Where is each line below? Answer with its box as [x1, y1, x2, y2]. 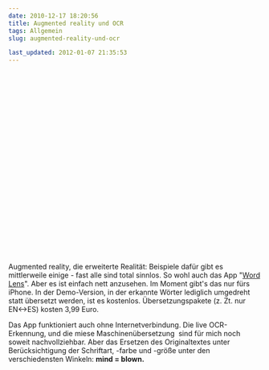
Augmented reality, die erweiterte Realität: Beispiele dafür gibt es [8, 262, 223, 272]
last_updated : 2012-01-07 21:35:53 [8, 49, 128, 57]
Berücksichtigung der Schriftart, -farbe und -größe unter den [8, 346, 210, 356]
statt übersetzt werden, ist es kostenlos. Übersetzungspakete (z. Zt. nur [8, 296, 247, 306]
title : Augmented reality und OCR [8, 19, 124, 27]
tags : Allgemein [8, 27, 63, 35]
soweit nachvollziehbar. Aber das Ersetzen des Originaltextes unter [8, 337, 230, 347]
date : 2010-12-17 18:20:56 [8, 11, 99, 20]
